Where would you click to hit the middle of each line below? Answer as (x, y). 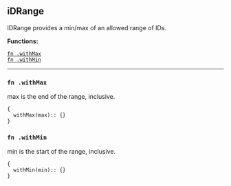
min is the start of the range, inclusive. (61, 152)
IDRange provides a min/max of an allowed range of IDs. (87, 27)
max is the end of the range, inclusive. (61, 97)
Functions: (23, 41)
